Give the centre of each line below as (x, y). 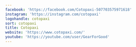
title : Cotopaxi (22, 28)
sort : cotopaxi (21, 23)
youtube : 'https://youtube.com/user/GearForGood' (58, 37)
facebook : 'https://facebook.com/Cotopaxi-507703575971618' (69, 10)
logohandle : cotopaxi (28, 19)
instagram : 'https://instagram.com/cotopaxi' (53, 14)
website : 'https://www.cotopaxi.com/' (45, 32)
